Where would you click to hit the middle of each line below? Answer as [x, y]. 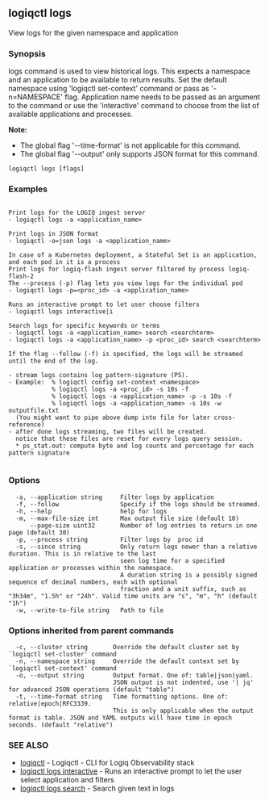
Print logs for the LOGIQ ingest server [77, 213]
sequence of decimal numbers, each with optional [93, 582]
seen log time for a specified [172, 560]
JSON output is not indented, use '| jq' [183, 682]
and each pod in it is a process [64, 262]
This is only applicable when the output [183, 711]
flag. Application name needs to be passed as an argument [162, 97]
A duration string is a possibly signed [188, 575]
